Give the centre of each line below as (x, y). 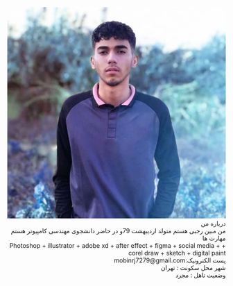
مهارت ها (214, 238)
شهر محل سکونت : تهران (193, 267)
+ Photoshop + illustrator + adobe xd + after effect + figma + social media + (118, 245)
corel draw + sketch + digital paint (177, 253)
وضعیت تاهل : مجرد (201, 275)
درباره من (213, 223)
